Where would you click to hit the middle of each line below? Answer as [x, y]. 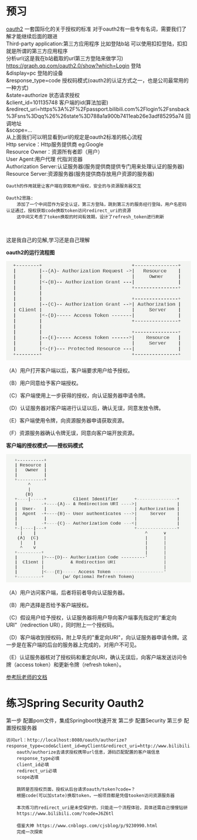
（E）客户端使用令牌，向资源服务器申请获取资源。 [67, 421]
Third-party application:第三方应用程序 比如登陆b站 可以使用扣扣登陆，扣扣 [97, 44]
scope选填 [28, 777]
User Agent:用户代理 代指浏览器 [45, 159]
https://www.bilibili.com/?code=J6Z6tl [65, 814]
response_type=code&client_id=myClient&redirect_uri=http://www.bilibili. [99, 746]
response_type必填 [38, 759]
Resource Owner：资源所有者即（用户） [55, 151]
